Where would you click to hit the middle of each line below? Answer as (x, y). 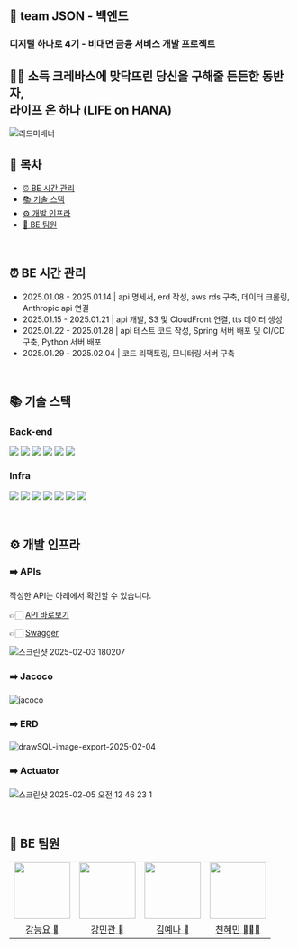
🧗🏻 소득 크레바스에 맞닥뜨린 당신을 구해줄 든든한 (134, 76)
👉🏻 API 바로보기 (40, 615)
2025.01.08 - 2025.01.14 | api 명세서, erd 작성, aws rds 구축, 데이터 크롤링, (156, 297)
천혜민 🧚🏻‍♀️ (238, 930)
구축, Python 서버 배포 (62, 342)
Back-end (31, 432)
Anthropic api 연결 (56, 308)
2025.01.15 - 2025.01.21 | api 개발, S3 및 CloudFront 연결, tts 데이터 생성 (153, 319)
